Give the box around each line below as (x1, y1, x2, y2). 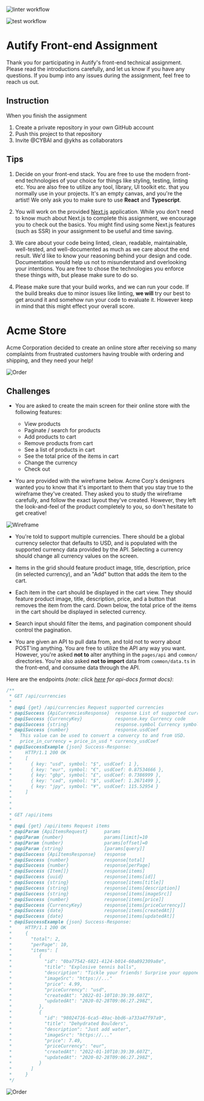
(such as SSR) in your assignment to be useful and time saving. (15, 227, 174, 234)
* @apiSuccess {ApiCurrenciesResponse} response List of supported (8, 710, 186, 716)
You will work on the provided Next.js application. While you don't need (15, 208, 194, 215)
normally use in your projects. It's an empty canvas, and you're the (15, 189, 183, 197)
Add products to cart (24, 433, 76, 440)
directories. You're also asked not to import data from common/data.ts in (15, 658, 196, 665)
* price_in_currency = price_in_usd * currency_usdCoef (8, 738, 159, 745)
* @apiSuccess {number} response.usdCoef (8, 727, 159, 733)
